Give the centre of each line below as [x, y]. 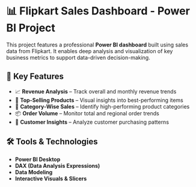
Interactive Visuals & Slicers [51, 179]
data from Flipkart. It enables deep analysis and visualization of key [90, 51]
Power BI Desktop [38, 159]
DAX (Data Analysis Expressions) [57, 165]
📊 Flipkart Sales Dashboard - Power [98, 11]
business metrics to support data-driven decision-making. [78, 57]
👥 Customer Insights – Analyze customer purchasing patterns [92, 122]
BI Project [31, 28]
